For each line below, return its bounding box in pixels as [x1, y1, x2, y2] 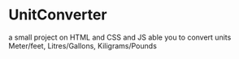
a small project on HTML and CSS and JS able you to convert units [8, 32, 232, 42]
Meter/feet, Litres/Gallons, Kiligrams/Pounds [8, 40, 157, 50]
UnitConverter [8, 6, 107, 24]
